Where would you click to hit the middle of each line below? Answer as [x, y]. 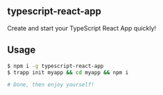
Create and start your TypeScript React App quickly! [82, 28]
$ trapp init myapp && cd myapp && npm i [68, 72]
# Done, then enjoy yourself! [51, 85]
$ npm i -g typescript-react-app [55, 66]
